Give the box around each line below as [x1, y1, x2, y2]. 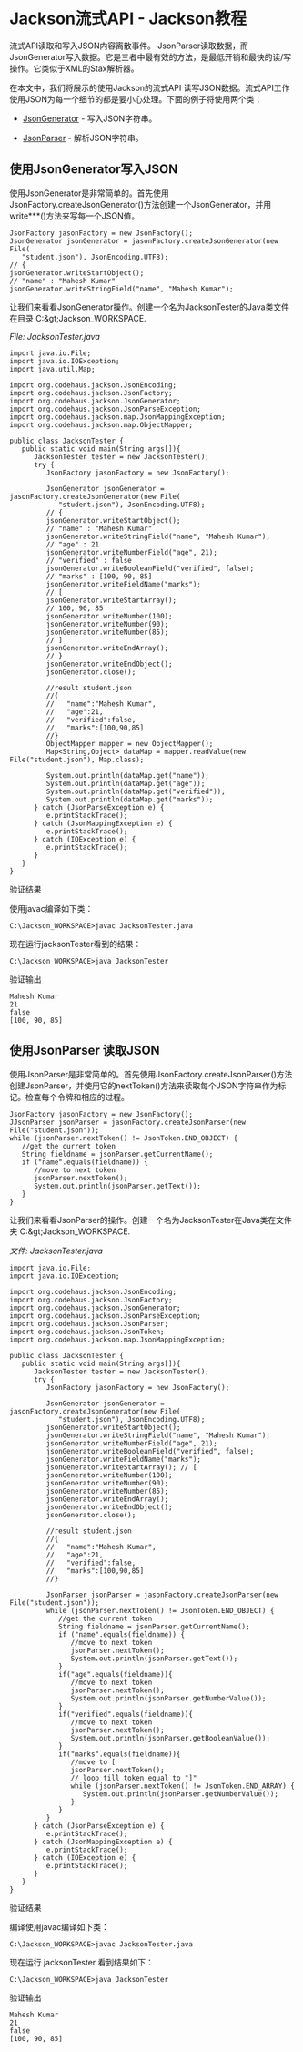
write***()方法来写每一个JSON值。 [9, 210, 140, 221]
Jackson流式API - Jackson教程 [9, 8, 247, 29]
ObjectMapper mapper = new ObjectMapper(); [45, 739, 214, 748]
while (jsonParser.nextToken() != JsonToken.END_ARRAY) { [70, 1781, 296, 1791]
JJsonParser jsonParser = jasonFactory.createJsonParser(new [9, 1118, 247, 1127]
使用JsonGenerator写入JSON [9, 161, 178, 178]
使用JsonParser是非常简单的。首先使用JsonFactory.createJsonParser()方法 [9, 1068, 293, 1079]
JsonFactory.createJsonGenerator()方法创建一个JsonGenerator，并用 [9, 199, 272, 209]
